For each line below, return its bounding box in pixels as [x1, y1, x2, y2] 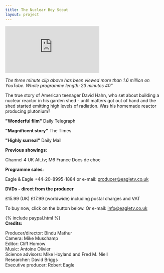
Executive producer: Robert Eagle [5, 261, 75, 268]
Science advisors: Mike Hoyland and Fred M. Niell [5, 251, 108, 257]
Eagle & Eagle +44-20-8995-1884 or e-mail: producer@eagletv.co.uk [5, 176, 149, 182]
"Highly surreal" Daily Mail [5, 137, 62, 143]
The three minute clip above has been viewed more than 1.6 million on [5, 77, 150, 83]
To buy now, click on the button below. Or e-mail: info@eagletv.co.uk [5, 205, 148, 211]
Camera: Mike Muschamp [5, 235, 59, 241]
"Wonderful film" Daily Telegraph [5, 118, 76, 124]
